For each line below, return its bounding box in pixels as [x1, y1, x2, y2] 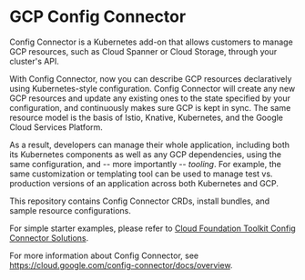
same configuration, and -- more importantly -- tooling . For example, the [9, 158, 282, 169]
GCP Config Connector [9, 6, 187, 27]
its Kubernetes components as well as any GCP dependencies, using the [9, 148, 282, 160]
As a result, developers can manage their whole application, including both [9, 139, 290, 150]
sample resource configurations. [9, 205, 132, 215]
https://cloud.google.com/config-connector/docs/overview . [9, 259, 233, 270]
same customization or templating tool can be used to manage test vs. [9, 168, 273, 179]
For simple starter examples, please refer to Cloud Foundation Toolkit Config [9, 223, 296, 234]
